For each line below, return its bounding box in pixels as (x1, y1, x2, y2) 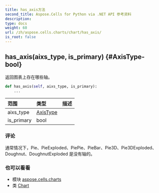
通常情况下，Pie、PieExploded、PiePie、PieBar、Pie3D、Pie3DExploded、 (5, 144, 157, 150)
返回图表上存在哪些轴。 (5, 74, 52, 80)
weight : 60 (5, 26, 27, 30)
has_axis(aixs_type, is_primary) (5, 53, 104, 61)
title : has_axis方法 (5, 7, 45, 12)
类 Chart (12, 183, 29, 189)
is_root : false (5, 35, 36, 40)
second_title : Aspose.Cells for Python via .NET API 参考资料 (5, 12, 132, 17)
